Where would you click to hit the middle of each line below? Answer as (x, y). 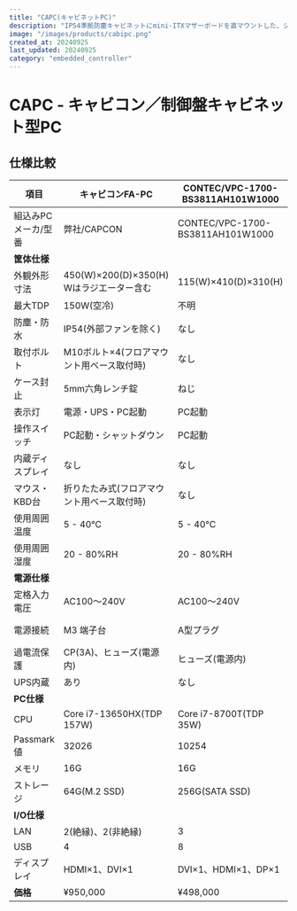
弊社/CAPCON (93, 229)
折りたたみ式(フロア (105, 488)
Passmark (34, 739)
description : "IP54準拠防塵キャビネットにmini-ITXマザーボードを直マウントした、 (146, 26)
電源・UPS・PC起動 (105, 412)
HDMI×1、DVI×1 (99, 869)
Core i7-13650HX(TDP (113, 714)
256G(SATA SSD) (214, 791)
